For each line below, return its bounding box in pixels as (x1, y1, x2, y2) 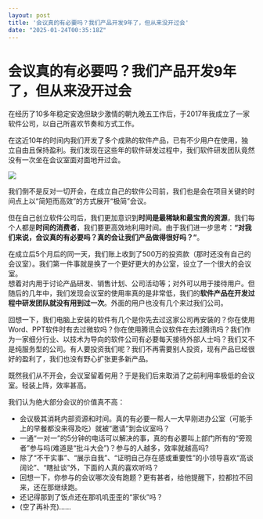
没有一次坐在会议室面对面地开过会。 (8, 155, 125, 165)
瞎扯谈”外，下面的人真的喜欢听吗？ (46, 463, 160, 473)
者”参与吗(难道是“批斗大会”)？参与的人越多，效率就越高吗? (19, 444, 209, 453)
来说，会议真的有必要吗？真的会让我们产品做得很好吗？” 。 (14, 233, 204, 242)
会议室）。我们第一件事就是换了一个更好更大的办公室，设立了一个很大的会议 (8, 259, 252, 269)
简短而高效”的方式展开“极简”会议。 (38, 197, 151, 206)
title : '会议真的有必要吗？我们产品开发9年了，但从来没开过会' (8, 19, 189, 27)
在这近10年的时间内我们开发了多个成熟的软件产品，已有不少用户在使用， (8, 136, 242, 145)
